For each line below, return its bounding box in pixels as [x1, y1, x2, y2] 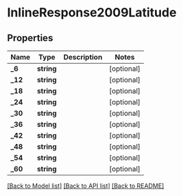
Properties [7, 32, 53, 44]
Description [63, 53, 103, 62]
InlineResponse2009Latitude [7, 5, 177, 21]
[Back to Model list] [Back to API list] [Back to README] [7, 182, 164, 190]
